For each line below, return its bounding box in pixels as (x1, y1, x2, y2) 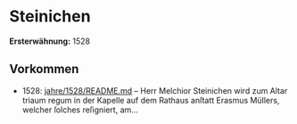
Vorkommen (9, 62, 79, 77)
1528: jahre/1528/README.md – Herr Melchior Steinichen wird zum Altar (21, 85, 288, 95)
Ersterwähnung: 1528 (9, 36, 91, 46)
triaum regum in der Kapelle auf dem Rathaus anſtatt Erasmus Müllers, (21, 95, 280, 105)
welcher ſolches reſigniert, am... (21, 104, 138, 115)
